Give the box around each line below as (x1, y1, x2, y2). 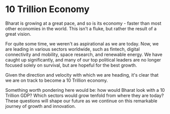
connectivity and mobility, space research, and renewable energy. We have (5, 51, 162, 58)
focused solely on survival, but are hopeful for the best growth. (5, 62, 137, 68)
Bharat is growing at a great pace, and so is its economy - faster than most (5, 20, 161, 26)
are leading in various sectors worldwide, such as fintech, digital (5, 46, 140, 52)
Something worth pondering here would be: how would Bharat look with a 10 (5, 87, 165, 93)
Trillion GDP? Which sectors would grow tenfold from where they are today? (5, 92, 164, 98)
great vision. (5, 31, 31, 37)
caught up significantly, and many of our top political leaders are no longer (5, 56, 161, 63)
